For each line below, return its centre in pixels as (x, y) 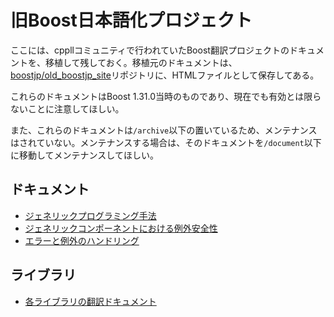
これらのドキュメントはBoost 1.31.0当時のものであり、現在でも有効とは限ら (166, 96)
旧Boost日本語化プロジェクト (131, 20)
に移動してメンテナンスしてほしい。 (84, 155)
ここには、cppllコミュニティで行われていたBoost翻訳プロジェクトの (150, 50)
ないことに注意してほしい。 (67, 108)
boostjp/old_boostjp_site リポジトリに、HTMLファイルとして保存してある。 (165, 75)
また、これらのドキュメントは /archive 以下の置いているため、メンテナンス (164, 130)
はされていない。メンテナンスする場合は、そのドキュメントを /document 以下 (166, 142)
